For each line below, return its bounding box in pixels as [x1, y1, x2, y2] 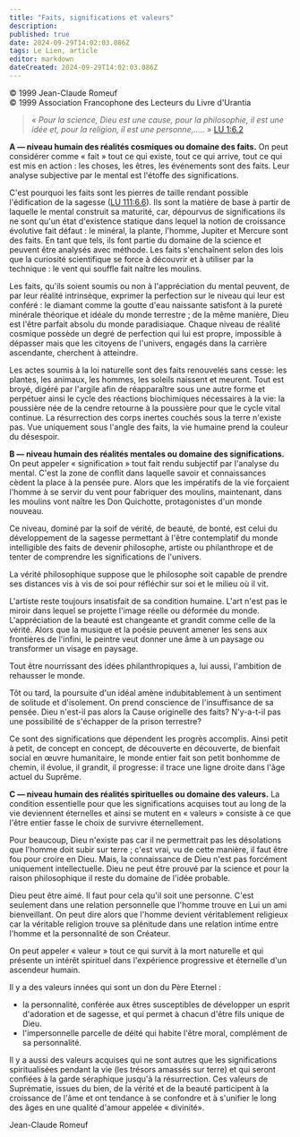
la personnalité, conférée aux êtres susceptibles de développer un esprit [21, 999, 290, 1010]
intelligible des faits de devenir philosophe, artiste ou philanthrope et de [9, 542, 274, 552]
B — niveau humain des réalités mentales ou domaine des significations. [9, 449, 285, 459]
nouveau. [9, 505, 45, 516]
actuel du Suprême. [9, 771, 82, 782]
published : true [9, 30, 70, 38]
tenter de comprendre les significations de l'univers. [9, 551, 201, 562]
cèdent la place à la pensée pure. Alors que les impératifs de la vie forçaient [9, 476, 289, 488]
